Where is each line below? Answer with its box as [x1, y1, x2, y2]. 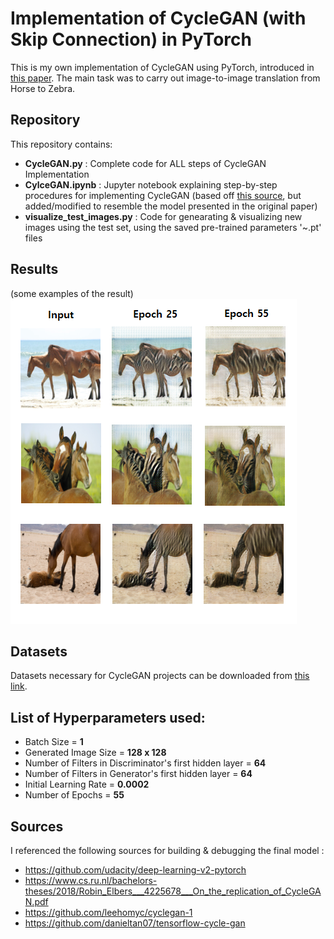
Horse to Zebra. [10, 82, 76, 94]
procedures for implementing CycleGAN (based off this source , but [24, 189, 302, 201]
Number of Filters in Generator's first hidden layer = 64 [24, 768, 253, 780]
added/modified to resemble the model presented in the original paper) [24, 200, 318, 212]
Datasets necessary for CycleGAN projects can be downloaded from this [10, 670, 310, 682]
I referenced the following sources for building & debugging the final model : [10, 845, 325, 856]
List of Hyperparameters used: [10, 709, 206, 726]
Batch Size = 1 [24, 736, 84, 748]
